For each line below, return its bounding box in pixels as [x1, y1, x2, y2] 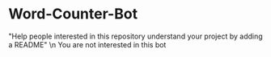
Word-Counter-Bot [8, 5, 138, 23]
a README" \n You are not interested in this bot [8, 39, 167, 49]
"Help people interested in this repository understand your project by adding [8, 31, 263, 41]
